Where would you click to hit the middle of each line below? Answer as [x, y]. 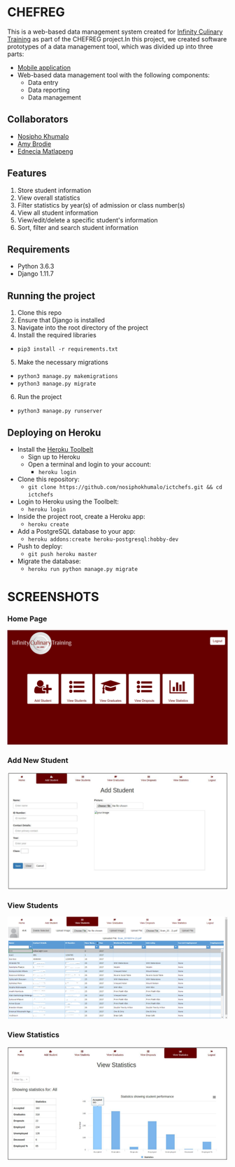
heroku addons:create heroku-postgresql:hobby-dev [103, 539]
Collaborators [38, 120]
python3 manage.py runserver [60, 411]
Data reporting [49, 90]
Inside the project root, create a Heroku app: [81, 517]
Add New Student [38, 760]
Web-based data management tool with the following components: [113, 75]
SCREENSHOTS [53, 597]
